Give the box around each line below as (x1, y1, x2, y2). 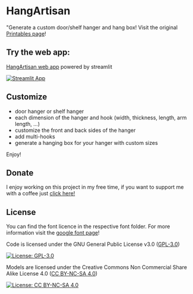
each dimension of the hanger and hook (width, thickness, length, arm (14, 114, 187, 121)
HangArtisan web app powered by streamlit (6, 63, 113, 70)
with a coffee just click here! (6, 190, 75, 197)
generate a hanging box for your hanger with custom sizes (14, 139, 159, 146)
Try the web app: (6, 48, 70, 58)
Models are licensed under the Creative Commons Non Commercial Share (6, 264, 187, 271)
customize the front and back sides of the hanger (14, 127, 136, 134)
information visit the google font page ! (6, 229, 100, 236)
